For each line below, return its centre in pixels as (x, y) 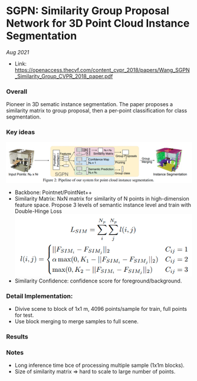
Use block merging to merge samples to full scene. (76, 321)
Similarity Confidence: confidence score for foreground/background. (98, 281)
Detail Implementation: (40, 296)
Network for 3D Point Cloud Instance (98, 23)
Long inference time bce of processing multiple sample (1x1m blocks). (99, 365)
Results (17, 336)
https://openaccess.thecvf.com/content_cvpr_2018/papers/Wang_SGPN (102, 70)
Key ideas (21, 132)
